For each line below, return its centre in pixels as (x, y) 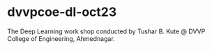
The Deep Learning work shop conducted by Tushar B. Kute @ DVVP (106, 31)
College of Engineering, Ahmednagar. (61, 38)
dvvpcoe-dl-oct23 (62, 12)
